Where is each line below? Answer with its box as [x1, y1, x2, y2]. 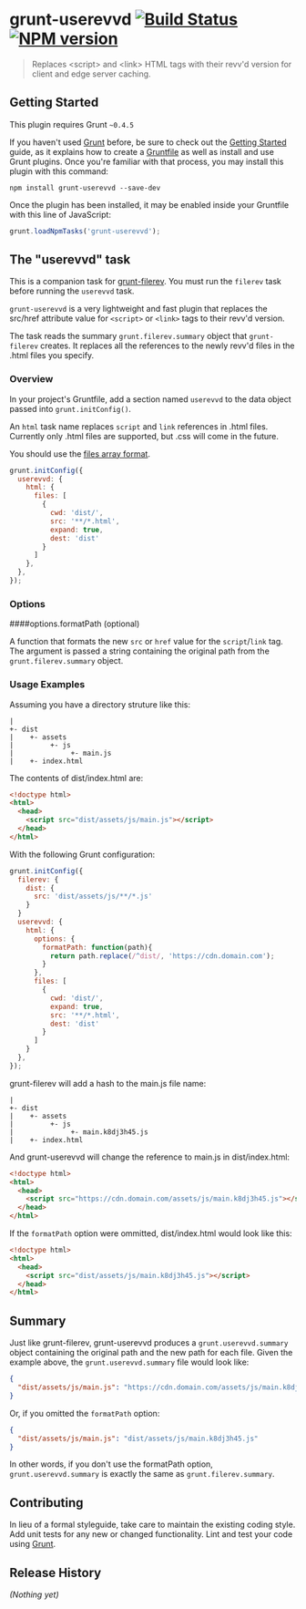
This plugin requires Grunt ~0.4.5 [9, 119, 135, 129]
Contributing [9, 1495, 84, 1511]
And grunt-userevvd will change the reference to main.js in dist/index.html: [9, 1151, 290, 1162]
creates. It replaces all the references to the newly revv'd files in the [40, 340, 295, 351]
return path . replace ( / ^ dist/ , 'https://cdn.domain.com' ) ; [49, 951, 275, 961]
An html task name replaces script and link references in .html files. [9, 420, 269, 432]
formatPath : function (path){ [42, 943, 153, 952]
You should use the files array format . [9, 448, 150, 459]
